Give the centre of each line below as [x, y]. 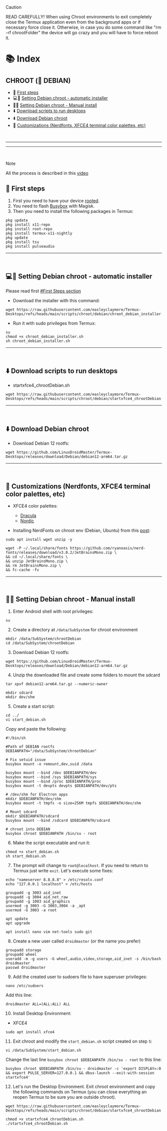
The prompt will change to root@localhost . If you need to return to [80, 865]
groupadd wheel [21, 954]
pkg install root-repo [29, 229]
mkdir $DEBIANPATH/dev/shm [33, 798]
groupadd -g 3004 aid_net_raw [37, 897]
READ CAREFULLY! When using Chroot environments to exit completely [79, 17]
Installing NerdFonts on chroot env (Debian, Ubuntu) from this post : [82, 531]
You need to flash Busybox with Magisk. [54, 206]
